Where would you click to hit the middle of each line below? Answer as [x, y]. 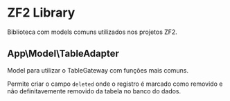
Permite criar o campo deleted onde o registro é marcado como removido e [115, 84]
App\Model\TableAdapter [63, 54]
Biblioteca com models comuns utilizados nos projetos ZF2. [92, 32]
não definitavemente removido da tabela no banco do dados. [94, 91]
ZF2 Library [41, 13]
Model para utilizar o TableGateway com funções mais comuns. [98, 70]
